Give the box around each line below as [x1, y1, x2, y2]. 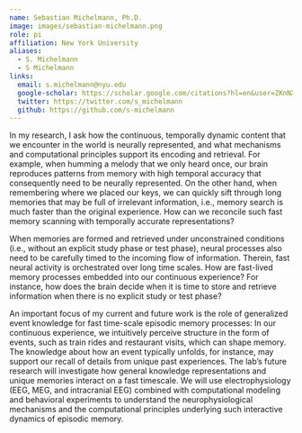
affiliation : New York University [9, 38, 139, 48]
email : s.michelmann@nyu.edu [17, 80, 127, 89]
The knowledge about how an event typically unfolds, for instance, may [9, 347, 274, 357]
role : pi [9, 30, 42, 39]
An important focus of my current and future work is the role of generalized [9, 308, 289, 320]
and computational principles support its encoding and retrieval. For [9, 149, 261, 160]
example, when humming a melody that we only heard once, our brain [9, 158, 269, 169]
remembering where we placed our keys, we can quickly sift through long [9, 187, 282, 198]
